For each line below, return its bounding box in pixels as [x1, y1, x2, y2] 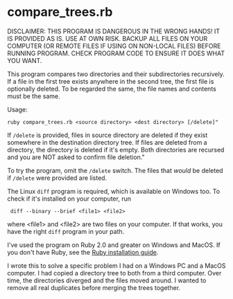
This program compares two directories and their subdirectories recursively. [7, 70, 225, 78]
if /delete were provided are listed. [7, 174, 107, 182]
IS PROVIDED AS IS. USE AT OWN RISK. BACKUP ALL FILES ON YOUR [7, 34, 208, 42]
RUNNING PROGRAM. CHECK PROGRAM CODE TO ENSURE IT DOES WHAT [7, 49, 225, 57]
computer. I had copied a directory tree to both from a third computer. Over [7, 269, 222, 277]
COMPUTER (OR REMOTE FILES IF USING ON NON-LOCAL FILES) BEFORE [7, 42, 221, 50]
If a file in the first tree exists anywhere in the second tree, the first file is [7, 77, 214, 85]
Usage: [7, 105, 28, 114]
